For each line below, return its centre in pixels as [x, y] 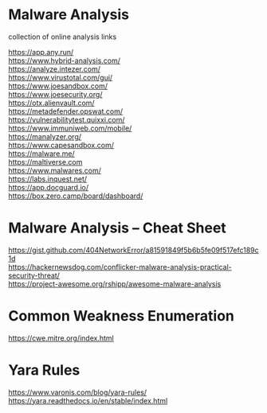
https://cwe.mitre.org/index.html [61, 338]
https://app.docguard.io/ [49, 187]
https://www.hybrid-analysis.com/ [65, 60]
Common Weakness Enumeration [122, 316]
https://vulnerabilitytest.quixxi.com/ [67, 119]
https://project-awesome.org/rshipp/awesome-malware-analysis [115, 283]
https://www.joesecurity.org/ [55, 94]
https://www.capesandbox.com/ [61, 145]
